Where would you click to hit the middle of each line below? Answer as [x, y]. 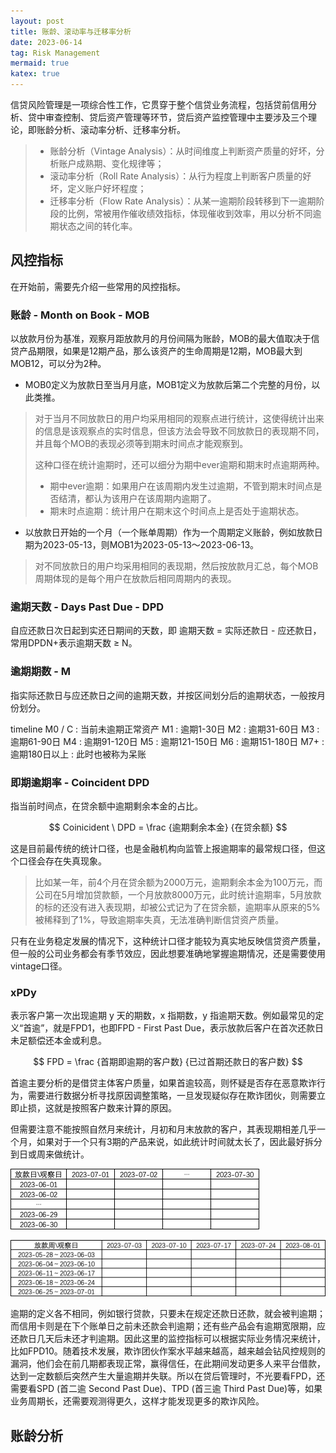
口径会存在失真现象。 [62, 861]
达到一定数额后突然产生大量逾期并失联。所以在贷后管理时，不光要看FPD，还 [168, 1376]
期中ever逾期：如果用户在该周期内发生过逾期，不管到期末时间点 [181, 486]
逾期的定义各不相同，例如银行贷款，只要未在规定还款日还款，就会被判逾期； [168, 1314]
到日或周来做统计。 [50, 1154]
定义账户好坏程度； [107, 188]
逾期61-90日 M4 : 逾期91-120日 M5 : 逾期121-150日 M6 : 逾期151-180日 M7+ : [167, 741]
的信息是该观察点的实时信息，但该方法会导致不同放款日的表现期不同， [179, 431]
